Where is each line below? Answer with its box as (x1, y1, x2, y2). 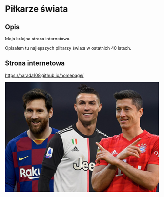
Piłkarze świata (5, 3, 68, 15)
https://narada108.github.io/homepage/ (5, 72, 84, 78)
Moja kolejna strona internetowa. (5, 36, 71, 41)
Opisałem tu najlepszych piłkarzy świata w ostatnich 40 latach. (5, 45, 132, 51)
